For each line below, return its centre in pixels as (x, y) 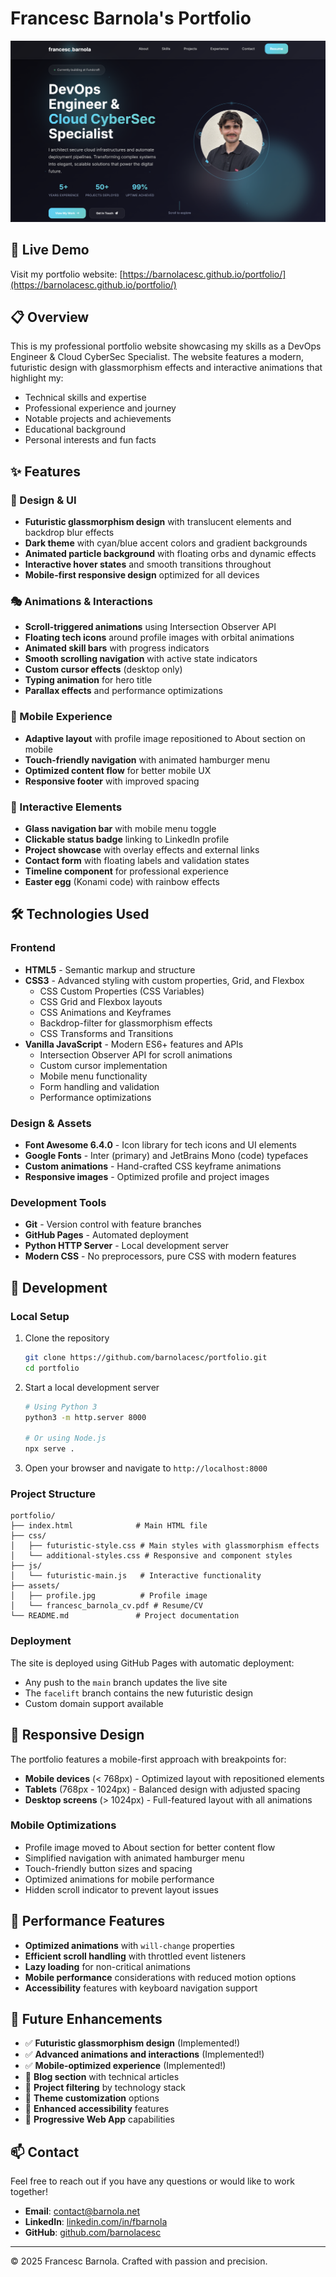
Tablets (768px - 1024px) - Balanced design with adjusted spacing (162, 1789)
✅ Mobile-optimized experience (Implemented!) (125, 2066)
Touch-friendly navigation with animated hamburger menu (147, 759)
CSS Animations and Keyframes (105, 1012)
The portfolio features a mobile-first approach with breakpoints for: (148, 1759)
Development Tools (58, 1202)
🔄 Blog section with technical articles (102, 2077)
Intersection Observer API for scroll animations (136, 1054)
